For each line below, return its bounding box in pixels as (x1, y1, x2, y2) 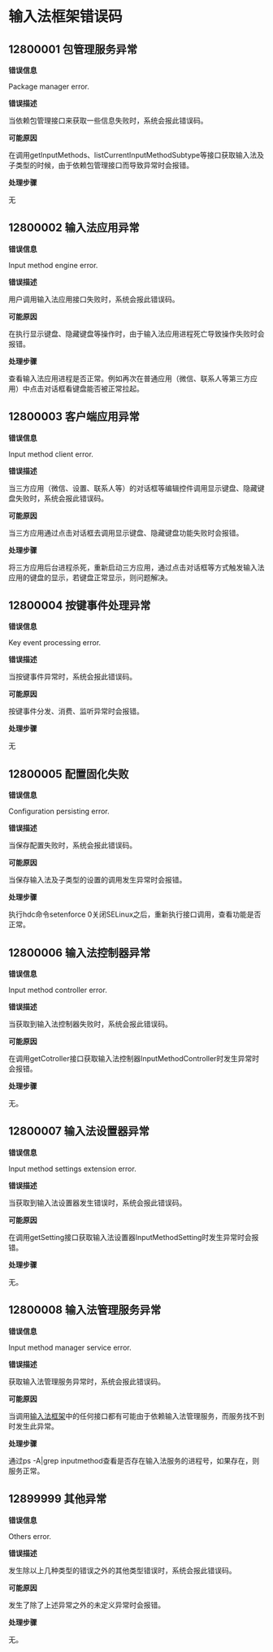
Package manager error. (8, 82, 89, 91)
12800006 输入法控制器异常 (8, 946, 151, 960)
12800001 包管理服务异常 (8, 42, 138, 56)
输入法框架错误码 (8, 7, 123, 26)
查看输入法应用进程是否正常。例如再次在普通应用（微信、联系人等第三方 (8, 373, 250, 383)
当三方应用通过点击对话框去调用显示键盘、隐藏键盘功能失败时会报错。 (8, 527, 244, 537)
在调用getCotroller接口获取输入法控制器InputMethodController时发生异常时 (8, 1054, 260, 1064)
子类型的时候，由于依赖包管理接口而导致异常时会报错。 (8, 160, 193, 170)
